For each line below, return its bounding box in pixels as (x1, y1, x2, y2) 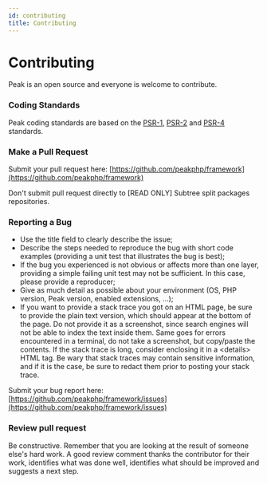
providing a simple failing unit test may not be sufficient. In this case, (19, 269, 245, 278)
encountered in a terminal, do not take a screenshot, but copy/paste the (19, 336, 256, 346)
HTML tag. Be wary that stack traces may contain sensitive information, (19, 353, 255, 363)
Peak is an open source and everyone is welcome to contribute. (8, 80, 218, 89)
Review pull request (8, 423, 87, 434)
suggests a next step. (8, 466, 80, 475)
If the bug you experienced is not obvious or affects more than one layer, (19, 260, 259, 270)
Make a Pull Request (8, 146, 89, 157)
